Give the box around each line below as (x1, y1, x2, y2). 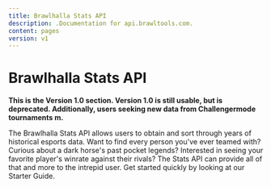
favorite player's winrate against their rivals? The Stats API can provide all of (8, 154, 263, 164)
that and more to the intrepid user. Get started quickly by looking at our (8, 163, 245, 172)
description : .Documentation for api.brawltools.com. (8, 19, 194, 27)
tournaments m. (8, 113, 64, 123)
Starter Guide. (8, 171, 55, 181)
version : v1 (8, 34, 49, 43)
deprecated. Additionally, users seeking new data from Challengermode (8, 104, 256, 114)
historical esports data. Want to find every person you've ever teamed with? (8, 137, 261, 147)
